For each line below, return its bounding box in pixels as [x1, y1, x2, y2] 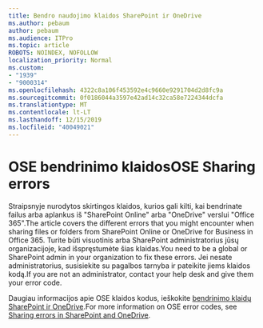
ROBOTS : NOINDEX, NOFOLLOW [8, 49, 98, 57]
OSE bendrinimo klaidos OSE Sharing [8, 158, 256, 176]
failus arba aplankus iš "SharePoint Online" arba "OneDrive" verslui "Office [8, 210, 255, 219]
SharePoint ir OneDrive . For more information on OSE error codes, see [8, 302, 237, 311]
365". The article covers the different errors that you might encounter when [8, 218, 254, 228]
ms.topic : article [8, 42, 70, 50]
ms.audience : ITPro [8, 34, 74, 42]
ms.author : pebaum [8, 19, 70, 27]
